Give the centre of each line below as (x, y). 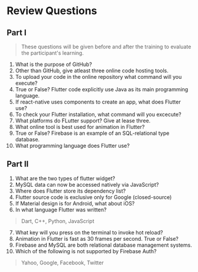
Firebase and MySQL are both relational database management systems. (103, 245)
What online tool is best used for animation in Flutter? (80, 127)
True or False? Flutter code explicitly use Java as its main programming (102, 89)
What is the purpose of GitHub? (54, 64)
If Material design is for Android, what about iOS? (75, 203)
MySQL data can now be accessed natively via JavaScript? (87, 184)
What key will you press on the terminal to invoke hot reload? (89, 232)
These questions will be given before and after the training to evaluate (106, 47)
